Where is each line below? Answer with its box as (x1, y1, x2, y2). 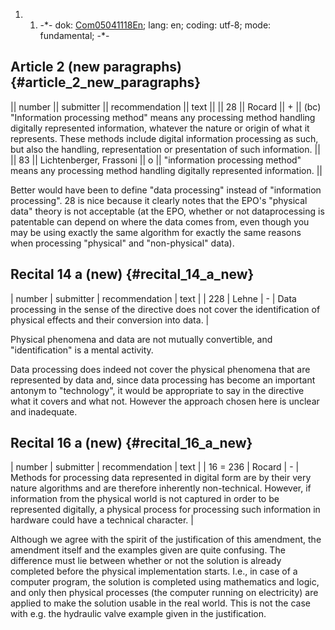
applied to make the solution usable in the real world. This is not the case (10, 597, 311, 609)
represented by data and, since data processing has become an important (10, 374, 316, 386)
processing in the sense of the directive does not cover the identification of (10, 303, 321, 315)
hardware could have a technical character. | (10, 514, 194, 526)
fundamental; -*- (39, 30, 110, 41)
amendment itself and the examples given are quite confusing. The (10, 544, 286, 556)
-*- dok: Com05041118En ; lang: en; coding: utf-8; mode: (39, 19, 272, 31)
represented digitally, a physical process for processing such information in (10, 504, 321, 516)
